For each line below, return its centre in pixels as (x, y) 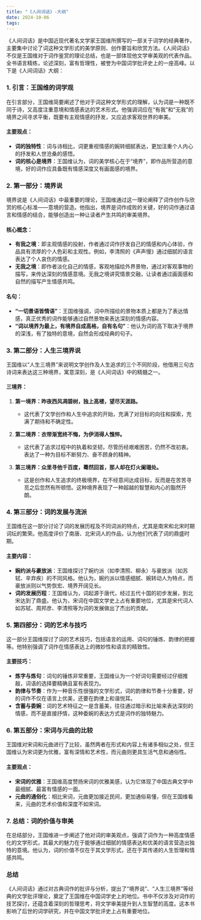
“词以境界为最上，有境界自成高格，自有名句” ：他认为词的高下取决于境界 (104, 326)
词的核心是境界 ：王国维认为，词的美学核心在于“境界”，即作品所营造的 (101, 161)
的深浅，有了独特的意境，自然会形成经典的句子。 (75, 333)
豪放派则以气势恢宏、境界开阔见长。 (60, 586)
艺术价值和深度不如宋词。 (73, 804)
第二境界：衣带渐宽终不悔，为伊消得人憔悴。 (70, 435)
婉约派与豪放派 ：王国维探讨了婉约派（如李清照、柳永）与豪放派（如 (99, 571)
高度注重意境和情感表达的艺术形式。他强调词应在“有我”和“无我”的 (113, 109)
